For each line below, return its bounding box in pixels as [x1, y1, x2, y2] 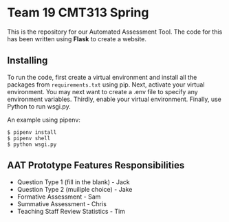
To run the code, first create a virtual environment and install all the [7, 73, 197, 81]
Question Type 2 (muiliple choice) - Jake [17, 185, 133, 193]
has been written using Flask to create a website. [7, 34, 146, 43]
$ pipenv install [7, 129, 57, 135]
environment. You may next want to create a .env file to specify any [7, 87, 198, 96]
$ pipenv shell [7, 135, 51, 142]
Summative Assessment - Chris [17, 199, 107, 208]
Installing [7, 55, 48, 67]
